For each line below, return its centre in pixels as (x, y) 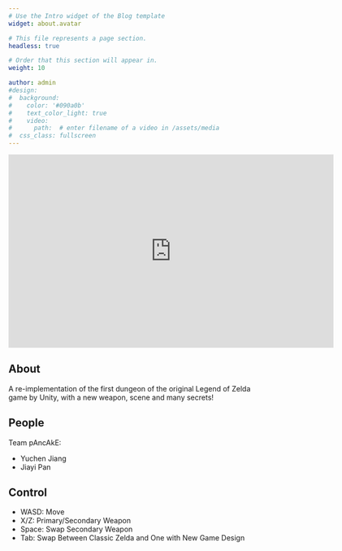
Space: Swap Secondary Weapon (76, 529)
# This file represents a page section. (78, 38)
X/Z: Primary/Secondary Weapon (76, 521)
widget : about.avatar (45, 24)
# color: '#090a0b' (47, 105)
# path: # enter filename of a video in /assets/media (114, 128)
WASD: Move (42, 512)
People (26, 423)
